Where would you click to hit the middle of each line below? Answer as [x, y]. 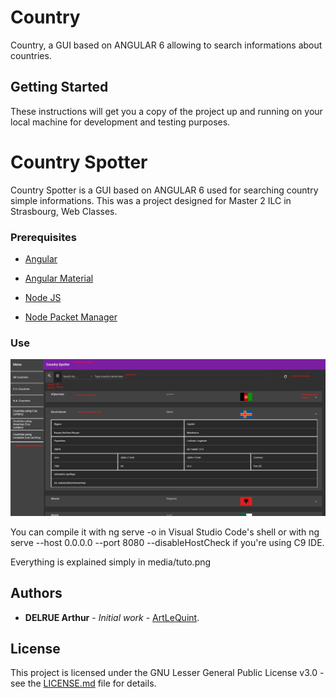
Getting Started [59, 87]
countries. [31, 55]
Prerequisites [43, 237]
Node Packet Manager [71, 317]
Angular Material [59, 278]
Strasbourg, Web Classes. [64, 211]
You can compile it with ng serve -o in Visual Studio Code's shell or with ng [165, 532]
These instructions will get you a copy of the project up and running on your [166, 111]
